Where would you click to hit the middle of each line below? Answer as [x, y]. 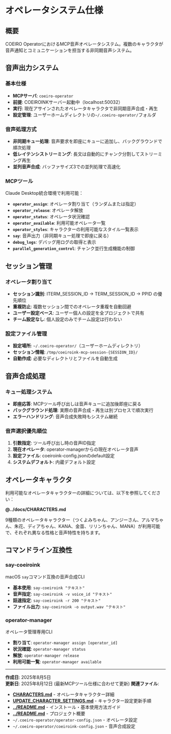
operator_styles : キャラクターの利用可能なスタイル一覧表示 [76, 229]
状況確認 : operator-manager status [49, 649]
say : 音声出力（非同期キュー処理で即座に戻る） [62, 236]
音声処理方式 [21, 129]
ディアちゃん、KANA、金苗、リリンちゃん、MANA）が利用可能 [94, 526]
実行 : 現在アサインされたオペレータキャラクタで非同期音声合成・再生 [85, 108]
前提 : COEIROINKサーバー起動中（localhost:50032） [68, 102]
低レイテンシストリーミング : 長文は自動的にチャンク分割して [76, 154]
